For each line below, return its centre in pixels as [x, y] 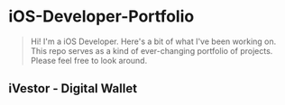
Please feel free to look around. [89, 60]
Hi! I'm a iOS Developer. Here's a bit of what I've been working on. [153, 41]
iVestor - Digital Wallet [73, 88]
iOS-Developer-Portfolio [101, 17]
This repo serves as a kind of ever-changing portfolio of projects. [152, 50]
